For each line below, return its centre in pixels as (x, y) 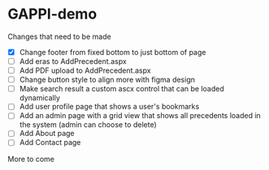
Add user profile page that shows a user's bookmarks (109, 107)
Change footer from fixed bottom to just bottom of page (113, 52)
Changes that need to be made (59, 36)
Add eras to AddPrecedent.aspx (73, 61)
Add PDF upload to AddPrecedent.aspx (85, 70)
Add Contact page (50, 142)
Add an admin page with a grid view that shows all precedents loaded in (140, 116)
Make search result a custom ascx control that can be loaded (121, 89)
